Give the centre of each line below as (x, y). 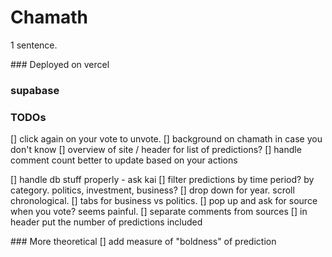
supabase (35, 90)
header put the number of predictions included (106, 222)
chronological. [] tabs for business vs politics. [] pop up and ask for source (164, 201)
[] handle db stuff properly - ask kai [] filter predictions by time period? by (162, 180)
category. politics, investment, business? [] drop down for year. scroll (152, 190)
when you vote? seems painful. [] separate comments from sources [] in (159, 212)
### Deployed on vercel (60, 64)
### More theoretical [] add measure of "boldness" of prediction (143, 242)
